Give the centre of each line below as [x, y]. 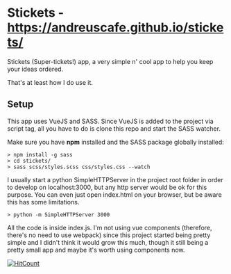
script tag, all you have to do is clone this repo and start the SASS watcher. [114, 128]
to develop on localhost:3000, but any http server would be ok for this [107, 187]
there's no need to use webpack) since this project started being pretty [109, 235]
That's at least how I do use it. [50, 82]
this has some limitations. [43, 202]
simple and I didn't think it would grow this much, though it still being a [108, 242]
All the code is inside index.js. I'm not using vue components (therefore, [110, 227]
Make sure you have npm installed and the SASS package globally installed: [115, 142]
